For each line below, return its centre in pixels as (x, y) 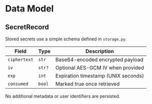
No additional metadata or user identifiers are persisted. (63, 96)
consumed (18, 84)
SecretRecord (27, 27)
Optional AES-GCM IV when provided (99, 68)
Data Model (29, 9)
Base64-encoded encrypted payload (99, 59)
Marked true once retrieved (87, 84)
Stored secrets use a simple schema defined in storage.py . (66, 39)
